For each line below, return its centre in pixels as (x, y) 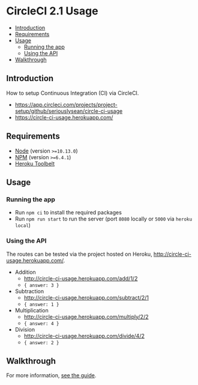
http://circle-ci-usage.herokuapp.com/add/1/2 (81, 278)
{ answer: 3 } (41, 285)
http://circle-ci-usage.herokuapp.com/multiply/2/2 (86, 317)
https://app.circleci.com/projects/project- (66, 105)
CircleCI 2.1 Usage (52, 11)
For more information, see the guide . (51, 375)
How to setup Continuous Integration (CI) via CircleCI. (73, 93)
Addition (25, 272)
